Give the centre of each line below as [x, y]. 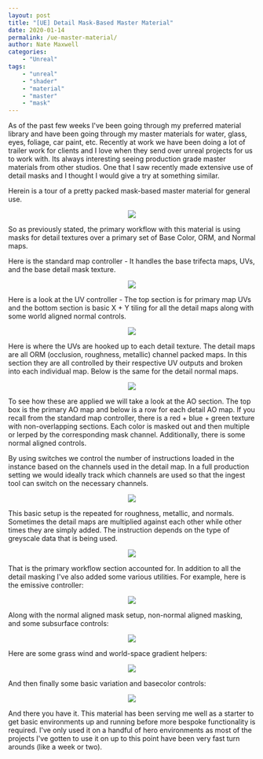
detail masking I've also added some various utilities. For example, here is [127, 577]
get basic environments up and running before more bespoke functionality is [132, 722]
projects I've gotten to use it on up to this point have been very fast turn [124, 739]
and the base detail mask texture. [62, 270]
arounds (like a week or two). [55, 747]
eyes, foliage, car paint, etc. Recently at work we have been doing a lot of [127, 142]
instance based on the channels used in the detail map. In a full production [129, 467]
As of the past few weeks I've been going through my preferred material [125, 126]
